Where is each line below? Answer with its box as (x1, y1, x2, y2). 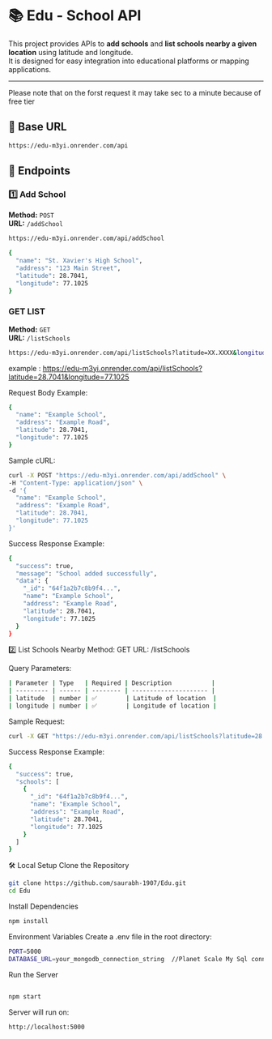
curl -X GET (8, 732, 49, 740)
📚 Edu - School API (8, 6, 142, 25)
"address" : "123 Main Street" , (15, 264, 121, 272)
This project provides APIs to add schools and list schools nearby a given (8, 38, 257, 49)
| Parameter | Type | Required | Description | (8, 679, 216, 687)
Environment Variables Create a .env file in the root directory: (8, 931, 212, 941)
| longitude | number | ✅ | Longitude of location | (8, 702, 217, 710)
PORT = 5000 (8, 947, 42, 956)
